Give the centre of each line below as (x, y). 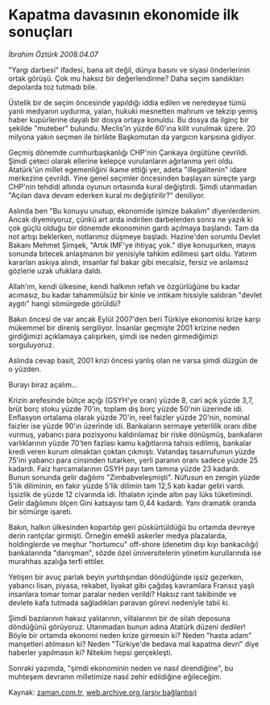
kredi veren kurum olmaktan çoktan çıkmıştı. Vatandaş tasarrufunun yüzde (132, 451)
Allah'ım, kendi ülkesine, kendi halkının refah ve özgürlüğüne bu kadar (124, 286)
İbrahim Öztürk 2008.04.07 (54, 54)
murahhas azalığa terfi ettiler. (57, 561)
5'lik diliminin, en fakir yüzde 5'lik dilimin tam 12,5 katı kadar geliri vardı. (127, 486)
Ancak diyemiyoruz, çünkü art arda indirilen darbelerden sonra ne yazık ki (131, 219)
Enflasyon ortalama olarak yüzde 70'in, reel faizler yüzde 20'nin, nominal (129, 417)
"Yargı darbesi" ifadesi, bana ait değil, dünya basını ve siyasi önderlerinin (129, 69)
